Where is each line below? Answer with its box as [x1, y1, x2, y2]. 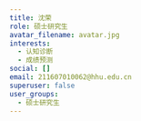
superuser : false [9, 81, 76, 90]
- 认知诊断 [17, 47, 54, 56]
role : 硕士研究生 [9, 22, 68, 31]
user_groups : [9, 89, 59, 98]
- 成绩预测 [17, 55, 54, 65]
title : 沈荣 [9, 13, 52, 23]
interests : [9, 38, 51, 48]
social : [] [9, 65, 51, 74]
